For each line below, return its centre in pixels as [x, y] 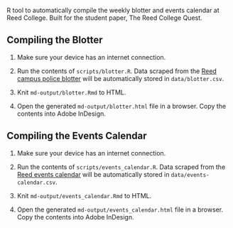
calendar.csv [36, 183]
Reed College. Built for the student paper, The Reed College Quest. [105, 18]
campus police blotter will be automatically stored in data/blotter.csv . [120, 78]
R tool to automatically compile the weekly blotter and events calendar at [113, 10]
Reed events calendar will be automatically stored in [93, 174]
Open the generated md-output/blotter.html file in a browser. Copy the [121, 106]
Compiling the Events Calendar [77, 136]
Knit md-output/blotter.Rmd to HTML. [71, 92]
